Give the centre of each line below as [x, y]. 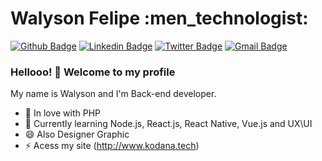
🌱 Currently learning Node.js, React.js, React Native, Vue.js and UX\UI [168, 124]
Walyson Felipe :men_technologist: [159, 18]
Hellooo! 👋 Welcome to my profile [93, 72]
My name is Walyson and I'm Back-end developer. [113, 94]
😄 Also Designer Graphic [77, 134]
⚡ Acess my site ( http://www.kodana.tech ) [112, 146]
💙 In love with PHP [63, 113]
